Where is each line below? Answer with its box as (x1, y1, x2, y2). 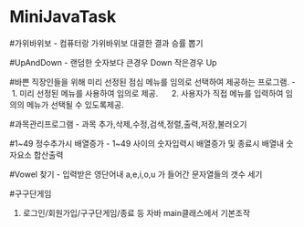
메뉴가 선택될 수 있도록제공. (26, 98, 125, 110)
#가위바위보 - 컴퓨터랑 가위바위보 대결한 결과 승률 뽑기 (9, 37, 204, 48)
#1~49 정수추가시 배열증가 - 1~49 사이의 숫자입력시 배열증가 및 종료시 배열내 (9, 138, 285, 149)
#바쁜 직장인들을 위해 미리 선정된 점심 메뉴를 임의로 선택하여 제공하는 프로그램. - (9, 76, 296, 88)
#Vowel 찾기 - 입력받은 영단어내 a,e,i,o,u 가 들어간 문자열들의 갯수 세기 (9, 169, 263, 180)
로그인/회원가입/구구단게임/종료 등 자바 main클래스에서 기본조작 (22, 207, 251, 218)
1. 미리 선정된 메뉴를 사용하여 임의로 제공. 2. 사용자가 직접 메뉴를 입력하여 (11, 88, 284, 98)
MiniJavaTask (9, 6, 117, 27)
